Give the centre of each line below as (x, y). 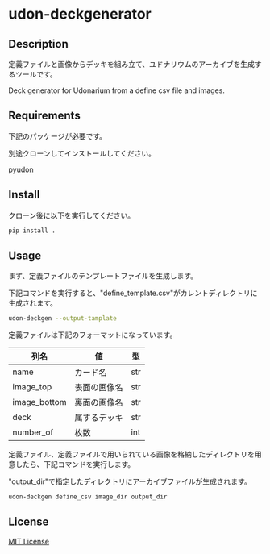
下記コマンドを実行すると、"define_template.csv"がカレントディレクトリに (133, 293)
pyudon (21, 169)
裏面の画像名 (99, 402)
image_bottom (39, 402)
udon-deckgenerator (80, 14)
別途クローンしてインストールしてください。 (82, 153)
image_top (32, 387)
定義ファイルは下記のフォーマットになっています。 (93, 335)
